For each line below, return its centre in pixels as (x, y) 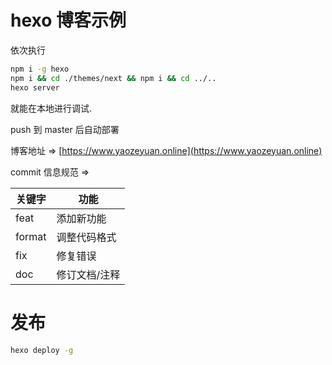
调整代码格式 (86, 237)
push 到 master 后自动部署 (65, 129)
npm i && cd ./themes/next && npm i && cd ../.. (113, 78)
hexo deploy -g (42, 350)
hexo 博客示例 (68, 20)
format (31, 236)
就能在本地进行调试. (51, 108)
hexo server (35, 87)
